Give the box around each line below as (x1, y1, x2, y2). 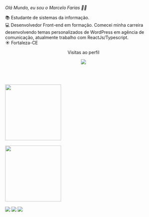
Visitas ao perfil (67, 50, 100, 55)
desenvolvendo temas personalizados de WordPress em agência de (5, 29, 145, 35)
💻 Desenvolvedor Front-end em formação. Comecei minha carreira (5, 22, 144, 28)
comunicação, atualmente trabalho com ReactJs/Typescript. (5, 35, 129, 40)
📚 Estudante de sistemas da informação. (5, 15, 89, 20)
